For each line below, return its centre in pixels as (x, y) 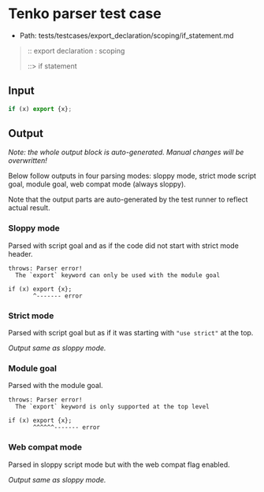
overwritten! (28, 161)
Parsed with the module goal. (56, 386)
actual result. (29, 208)
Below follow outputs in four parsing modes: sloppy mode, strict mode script (132, 176)
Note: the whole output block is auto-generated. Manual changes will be (126, 152)
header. (20, 253)
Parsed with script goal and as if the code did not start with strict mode (123, 246)
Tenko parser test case (85, 14)
